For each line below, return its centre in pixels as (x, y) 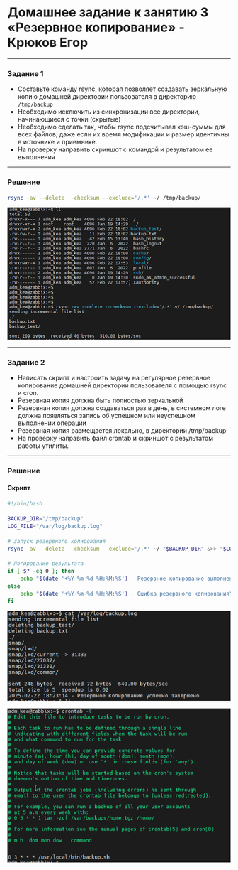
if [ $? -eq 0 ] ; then (41, 571)
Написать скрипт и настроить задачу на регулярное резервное (114, 378)
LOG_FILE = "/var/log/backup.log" (55, 527)
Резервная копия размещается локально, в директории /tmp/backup (122, 431)
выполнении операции (52, 423)
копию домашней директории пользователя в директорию (107, 97)
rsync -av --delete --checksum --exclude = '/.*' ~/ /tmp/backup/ (104, 198)
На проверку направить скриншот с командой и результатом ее (115, 149)
